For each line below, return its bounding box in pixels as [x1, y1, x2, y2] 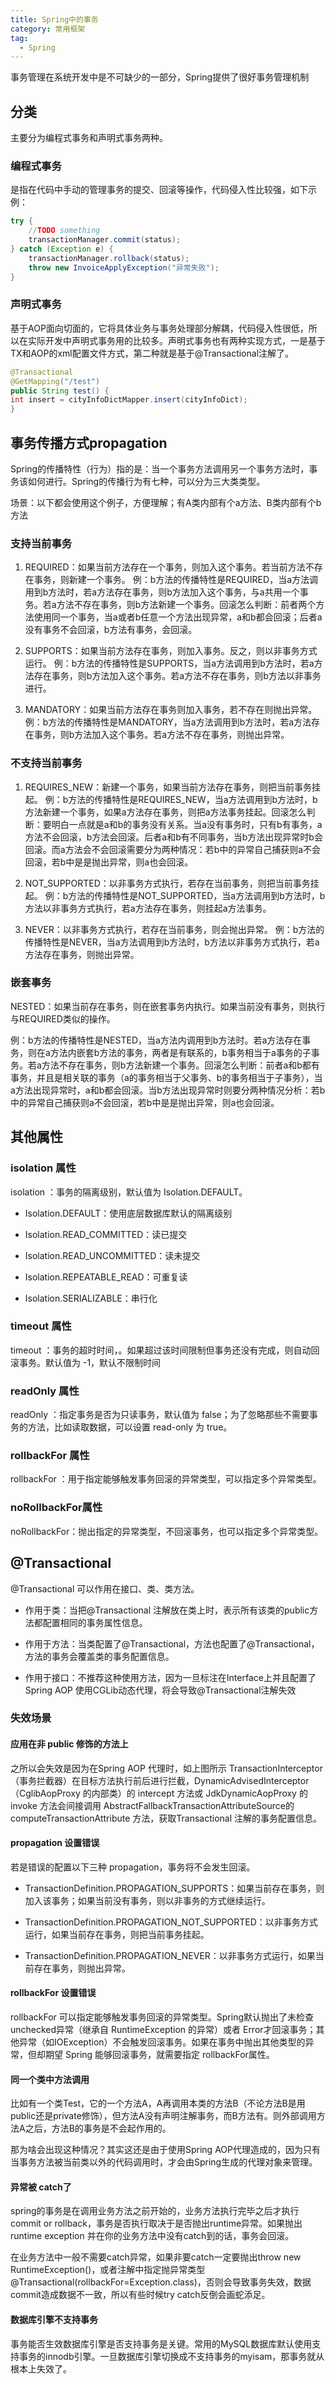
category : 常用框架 [10, 24, 86, 34]
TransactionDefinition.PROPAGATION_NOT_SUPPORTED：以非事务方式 [24, 1916, 318, 1928]
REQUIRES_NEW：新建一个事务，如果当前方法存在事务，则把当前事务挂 [24, 781, 322, 793]
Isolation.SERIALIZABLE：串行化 [24, 1292, 158, 1304]
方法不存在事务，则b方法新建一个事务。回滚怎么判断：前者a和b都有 [41, 1059, 320, 1071]
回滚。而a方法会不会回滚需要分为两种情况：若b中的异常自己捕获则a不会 [24, 843, 322, 855]
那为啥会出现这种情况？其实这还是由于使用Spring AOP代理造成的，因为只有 [10, 2144, 321, 2156]
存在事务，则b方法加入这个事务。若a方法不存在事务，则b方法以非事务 [33, 670, 322, 682]
